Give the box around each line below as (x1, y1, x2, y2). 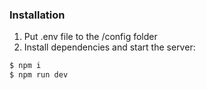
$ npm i (9, 61, 42, 71)
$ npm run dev (9, 70, 69, 80)
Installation (9, 8, 66, 22)
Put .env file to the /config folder (23, 31, 158, 43)
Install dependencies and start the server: (23, 41, 196, 53)
